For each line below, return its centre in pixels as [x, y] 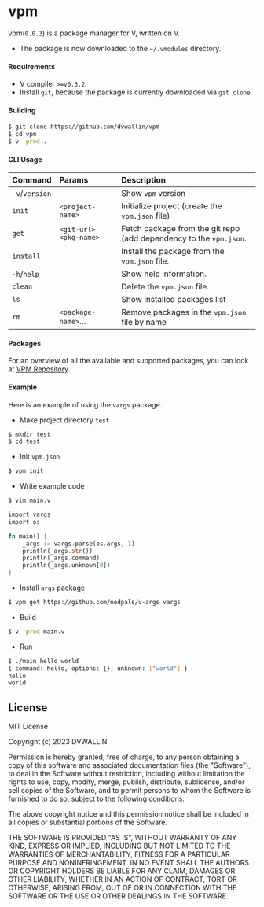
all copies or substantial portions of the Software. [88, 822]
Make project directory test [64, 420]
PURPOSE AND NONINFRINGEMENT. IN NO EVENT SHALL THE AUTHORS [129, 863]
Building [22, 110]
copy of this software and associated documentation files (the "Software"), [130, 765]
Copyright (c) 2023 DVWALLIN [58, 742]
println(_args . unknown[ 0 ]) [66, 566]
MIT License [28, 727]
